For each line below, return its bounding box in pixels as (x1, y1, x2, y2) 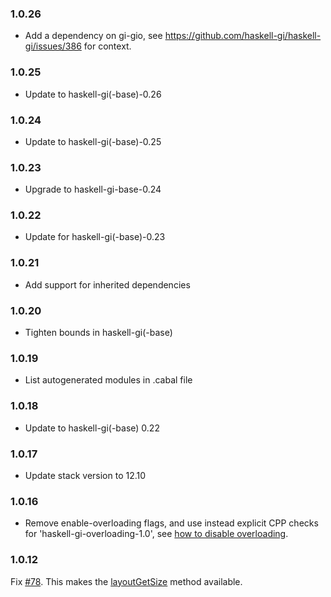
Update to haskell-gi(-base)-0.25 (24, 135, 162, 147)
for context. (83, 40, 132, 52)
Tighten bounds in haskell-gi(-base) (24, 327, 173, 339)
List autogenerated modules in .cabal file (24, 374, 193, 386)
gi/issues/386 (24, 40, 82, 52)
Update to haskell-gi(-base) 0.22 (24, 422, 160, 434)
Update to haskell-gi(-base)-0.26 (24, 88, 162, 100)
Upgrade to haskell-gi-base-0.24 (24, 183, 162, 196)
